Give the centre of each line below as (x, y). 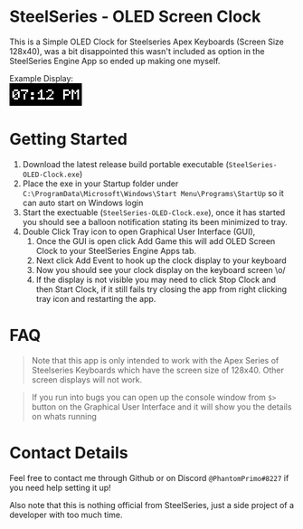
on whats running (64, 416)
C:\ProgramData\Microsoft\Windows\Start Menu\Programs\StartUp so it (153, 193)
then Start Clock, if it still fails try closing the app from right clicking (161, 289)
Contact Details (69, 453)
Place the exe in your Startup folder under (100, 184)
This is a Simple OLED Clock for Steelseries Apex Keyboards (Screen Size (147, 42)
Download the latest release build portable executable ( (125, 164)
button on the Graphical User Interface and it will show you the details (161, 406)
